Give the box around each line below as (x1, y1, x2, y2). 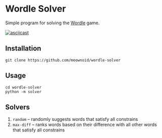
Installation (5, 44, 41, 53)
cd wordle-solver (5, 84, 42, 90)
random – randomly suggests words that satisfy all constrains (12, 116, 138, 122)
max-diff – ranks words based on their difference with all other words (12, 122, 157, 128)
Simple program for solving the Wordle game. (5, 20, 100, 26)
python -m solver (5, 89, 42, 94)
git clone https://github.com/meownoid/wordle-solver (5, 58, 121, 63)
